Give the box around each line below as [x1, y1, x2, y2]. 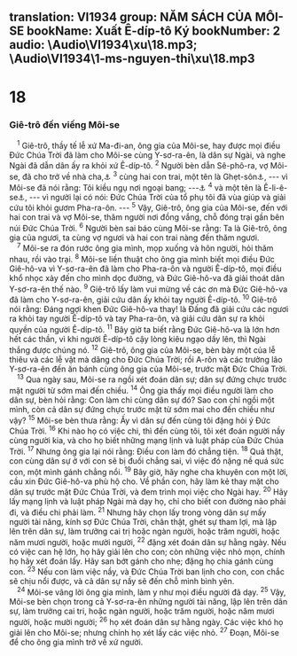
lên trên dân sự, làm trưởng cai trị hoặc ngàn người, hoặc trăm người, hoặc [9, 526, 280, 536]
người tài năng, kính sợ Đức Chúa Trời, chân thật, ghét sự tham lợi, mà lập [9, 517, 277, 527]
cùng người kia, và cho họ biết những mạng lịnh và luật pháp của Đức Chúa [9, 435, 284, 446]
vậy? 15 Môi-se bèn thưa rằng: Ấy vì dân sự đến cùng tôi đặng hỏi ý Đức [9, 414, 271, 426]
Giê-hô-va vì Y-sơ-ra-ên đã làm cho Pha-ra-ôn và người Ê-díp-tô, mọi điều [9, 263, 282, 274]
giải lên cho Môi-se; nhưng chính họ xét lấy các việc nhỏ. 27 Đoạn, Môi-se [9, 626, 279, 638]
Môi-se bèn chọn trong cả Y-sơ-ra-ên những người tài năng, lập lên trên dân [9, 596, 288, 606]
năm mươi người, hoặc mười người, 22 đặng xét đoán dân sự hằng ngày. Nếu [9, 535, 286, 547]
